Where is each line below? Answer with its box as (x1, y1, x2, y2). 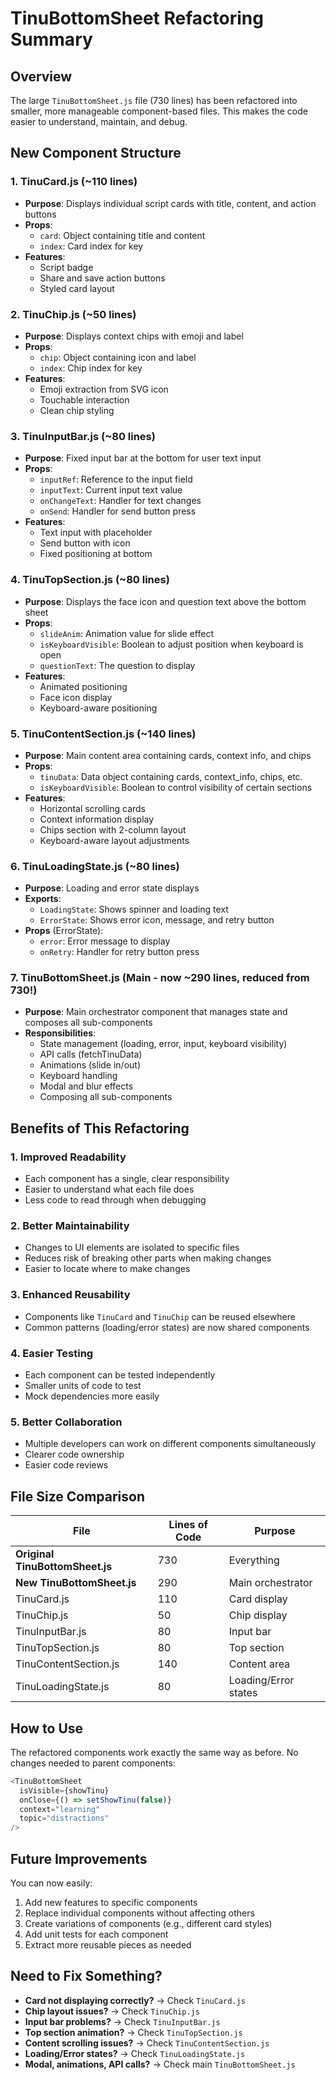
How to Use (10, 1720, 84, 1737)
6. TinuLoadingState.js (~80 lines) (10, 859, 180, 873)
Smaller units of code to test (24, 1380, 142, 1392)
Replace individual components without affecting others (24, 1907, 255, 1919)
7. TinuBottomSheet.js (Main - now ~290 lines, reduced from (10, 971, 310, 985)
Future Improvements (10, 1850, 148, 1867)
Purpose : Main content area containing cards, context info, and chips (24, 749, 312, 761)
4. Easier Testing (10, 1346, 94, 1360)
